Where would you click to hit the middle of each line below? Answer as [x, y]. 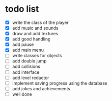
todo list [22, 9]
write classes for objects [37, 56]
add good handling [31, 39]
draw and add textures [35, 34]
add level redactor [30, 78]
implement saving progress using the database [60, 83]
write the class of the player [40, 22]
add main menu [28, 50]
